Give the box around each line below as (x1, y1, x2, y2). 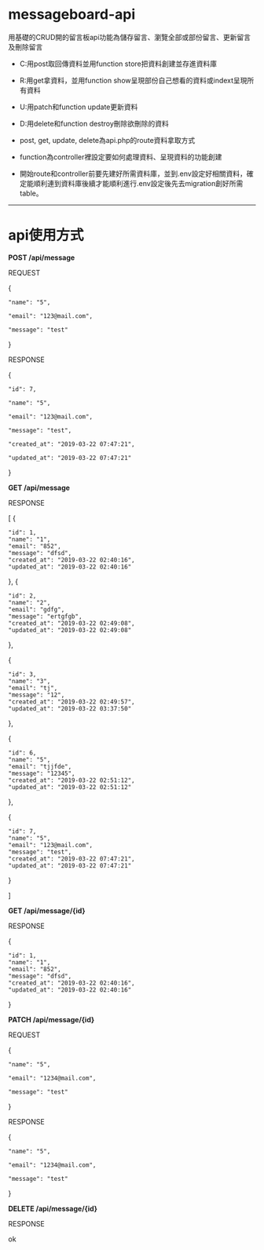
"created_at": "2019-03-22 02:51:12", (8, 776, 135, 784)
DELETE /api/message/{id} (8, 1204, 98, 1213)
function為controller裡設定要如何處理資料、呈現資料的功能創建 (19, 152, 222, 162)
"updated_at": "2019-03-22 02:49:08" (8, 626, 132, 634)
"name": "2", (8, 598, 51, 606)
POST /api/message (8, 253, 75, 262)
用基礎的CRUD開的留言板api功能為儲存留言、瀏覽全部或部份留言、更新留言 (8, 32, 251, 42)
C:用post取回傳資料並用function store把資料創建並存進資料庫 (19, 59, 218, 68)
